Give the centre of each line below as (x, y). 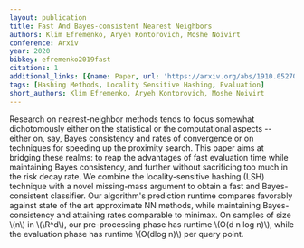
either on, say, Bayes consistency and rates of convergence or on (132, 138)
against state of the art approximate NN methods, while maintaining (135, 205)
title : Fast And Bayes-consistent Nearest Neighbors (111, 26)
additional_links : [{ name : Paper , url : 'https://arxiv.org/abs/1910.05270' (155, 77)
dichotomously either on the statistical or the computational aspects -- (141, 128)
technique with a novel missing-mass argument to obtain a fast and (135, 186)
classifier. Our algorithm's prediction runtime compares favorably (171, 196)
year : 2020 (30, 51)
